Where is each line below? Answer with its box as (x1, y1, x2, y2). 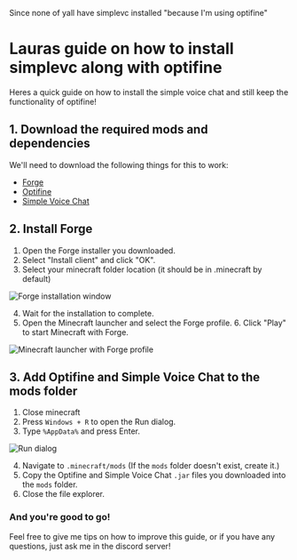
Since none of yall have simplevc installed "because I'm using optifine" (9, 8, 269, 18)
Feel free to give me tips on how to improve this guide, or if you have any (9, 531, 276, 541)
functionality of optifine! (9, 96, 98, 107)
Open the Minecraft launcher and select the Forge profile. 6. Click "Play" (21, 317, 286, 328)
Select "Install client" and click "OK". (21, 254, 156, 265)
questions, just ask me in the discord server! (9, 540, 171, 551)
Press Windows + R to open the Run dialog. (21, 417, 176, 428)
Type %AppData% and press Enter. (21, 426, 140, 436)
